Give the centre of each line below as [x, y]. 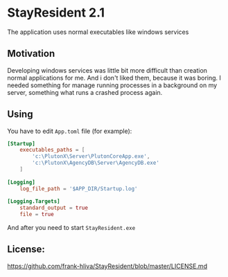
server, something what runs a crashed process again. [85, 92]
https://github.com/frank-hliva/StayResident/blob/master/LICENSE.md [107, 266]
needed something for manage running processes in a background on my [112, 85]
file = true [37, 215]
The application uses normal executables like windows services [98, 32]
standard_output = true [54, 208]
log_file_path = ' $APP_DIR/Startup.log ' [79, 188]
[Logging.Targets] [34, 202]
